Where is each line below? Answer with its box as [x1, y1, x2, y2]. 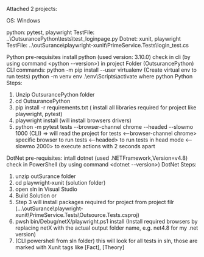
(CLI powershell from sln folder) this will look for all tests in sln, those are [15, 237, 198, 244]
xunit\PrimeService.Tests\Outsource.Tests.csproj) [15, 211, 140, 218]
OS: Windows [6, 17, 41, 24]
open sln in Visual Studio [15, 185, 77, 193]
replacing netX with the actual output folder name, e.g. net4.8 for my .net [15, 224, 199, 231]
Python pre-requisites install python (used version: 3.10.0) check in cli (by [6, 53, 191, 60]
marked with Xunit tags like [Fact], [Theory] [15, 244, 125, 251]
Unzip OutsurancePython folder [15, 91, 95, 98]
